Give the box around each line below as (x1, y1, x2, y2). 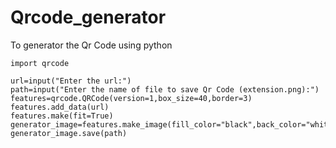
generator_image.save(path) (10, 128, 128, 138)
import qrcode (10, 58, 70, 68)
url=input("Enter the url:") (10, 76, 132, 86)
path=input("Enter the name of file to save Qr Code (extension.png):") (10, 84, 320, 95)
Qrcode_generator (10, 6, 167, 29)
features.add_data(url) (10, 102, 110, 112)
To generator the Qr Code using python (10, 39, 173, 51)
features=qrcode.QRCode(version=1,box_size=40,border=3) (10, 93, 253, 103)
